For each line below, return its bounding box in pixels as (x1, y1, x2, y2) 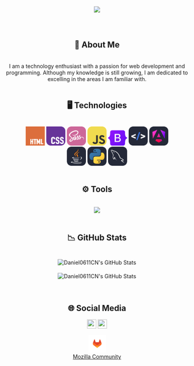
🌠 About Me (74, 40, 120, 50)
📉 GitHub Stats (67, 232, 127, 243)
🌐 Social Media (67, 303, 127, 313)
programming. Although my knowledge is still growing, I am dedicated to (5, 69, 189, 76)
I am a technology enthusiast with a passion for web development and (9, 62, 185, 70)
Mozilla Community (73, 353, 121, 361)
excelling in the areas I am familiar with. (47, 75, 147, 82)
